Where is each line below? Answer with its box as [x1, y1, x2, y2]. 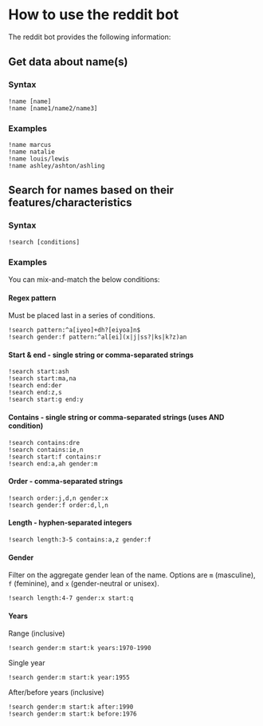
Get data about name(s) [8, 55, 128, 69]
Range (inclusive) [8, 629, 65, 638]
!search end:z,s [8, 389, 62, 397]
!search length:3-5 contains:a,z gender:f [8, 535, 151, 544]
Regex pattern [8, 293, 57, 303]
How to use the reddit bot [8, 6, 179, 24]
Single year [8, 658, 45, 668]
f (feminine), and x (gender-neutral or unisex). [8, 579, 159, 589]
